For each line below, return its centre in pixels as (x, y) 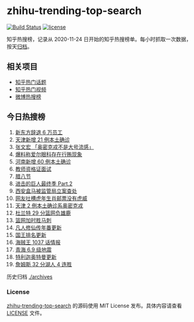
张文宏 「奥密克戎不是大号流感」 (55, 147)
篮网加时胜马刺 (33, 220)
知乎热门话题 (30, 82)
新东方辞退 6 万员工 (39, 132)
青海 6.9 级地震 (33, 249)
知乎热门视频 (30, 89)
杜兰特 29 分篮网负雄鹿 (43, 213)
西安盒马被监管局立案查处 (46, 191)
